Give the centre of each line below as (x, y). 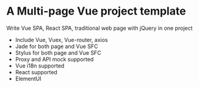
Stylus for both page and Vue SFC (58, 52)
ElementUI (28, 78)
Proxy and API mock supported (54, 59)
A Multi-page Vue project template (96, 11)
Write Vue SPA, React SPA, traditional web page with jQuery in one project (99, 28)
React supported (36, 72)
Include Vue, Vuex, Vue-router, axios (61, 40)
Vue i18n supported (40, 66)
